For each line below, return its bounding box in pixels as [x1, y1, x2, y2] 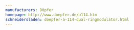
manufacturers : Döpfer [5, 7, 54, 13]
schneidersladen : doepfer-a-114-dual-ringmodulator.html [5, 17, 129, 22]
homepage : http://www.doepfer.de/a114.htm [5, 12, 97, 17]
